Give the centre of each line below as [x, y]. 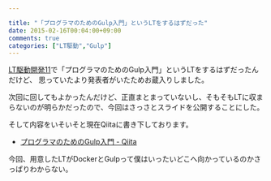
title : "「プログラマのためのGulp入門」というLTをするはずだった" [108, 23]
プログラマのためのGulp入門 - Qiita [78, 142]
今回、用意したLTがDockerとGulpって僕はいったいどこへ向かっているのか [131, 159]
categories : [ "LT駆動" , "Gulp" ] [60, 45]
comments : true [34, 38]
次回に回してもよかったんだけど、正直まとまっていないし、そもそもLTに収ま [136, 97]
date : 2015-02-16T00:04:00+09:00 [65, 30]
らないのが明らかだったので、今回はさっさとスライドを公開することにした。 [136, 107]
